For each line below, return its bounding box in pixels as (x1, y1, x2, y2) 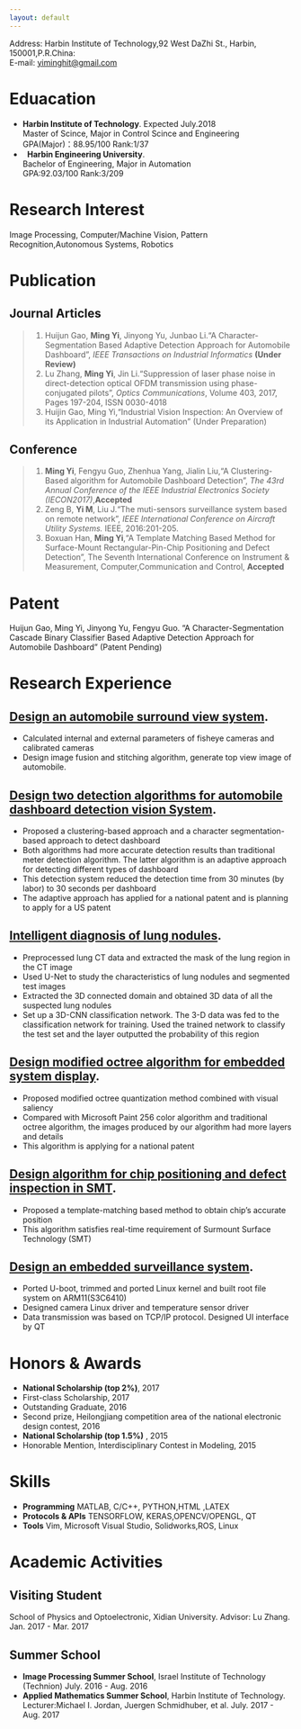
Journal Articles (9, 306, 102, 321)
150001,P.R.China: (9, 47, 76, 59)
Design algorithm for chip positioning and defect (9, 1166, 287, 1182)
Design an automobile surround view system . (9, 708, 269, 725)
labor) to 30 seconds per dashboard (22, 883, 157, 894)
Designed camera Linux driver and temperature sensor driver (22, 1302, 250, 1313)
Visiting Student (9, 1588, 102, 1603)
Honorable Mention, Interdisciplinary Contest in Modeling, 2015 (22, 1440, 257, 1451)
